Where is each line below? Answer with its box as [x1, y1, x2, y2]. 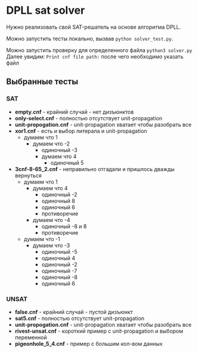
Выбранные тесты [6, 77, 79, 87]
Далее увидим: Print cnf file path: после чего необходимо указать [6, 53, 184, 60]
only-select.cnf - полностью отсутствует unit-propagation [14, 114, 163, 121]
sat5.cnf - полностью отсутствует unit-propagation [14, 315, 145, 322]
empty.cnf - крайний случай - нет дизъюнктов [14, 108, 134, 115]
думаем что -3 [32, 242, 70, 249]
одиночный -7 [41, 267, 78, 274]
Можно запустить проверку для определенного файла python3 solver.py [6, 46, 193, 54]
